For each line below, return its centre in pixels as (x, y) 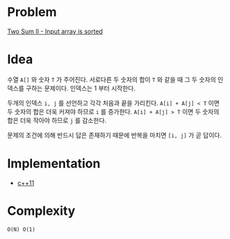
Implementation (54, 164)
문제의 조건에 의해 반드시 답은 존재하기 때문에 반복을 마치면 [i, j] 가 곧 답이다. (115, 135)
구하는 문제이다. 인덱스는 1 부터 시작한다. (80, 88)
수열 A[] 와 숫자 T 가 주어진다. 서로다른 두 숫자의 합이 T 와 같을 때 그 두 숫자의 (112, 79)
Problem (32, 12)
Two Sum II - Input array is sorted (55, 31)
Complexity (41, 211)
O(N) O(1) (22, 229)
